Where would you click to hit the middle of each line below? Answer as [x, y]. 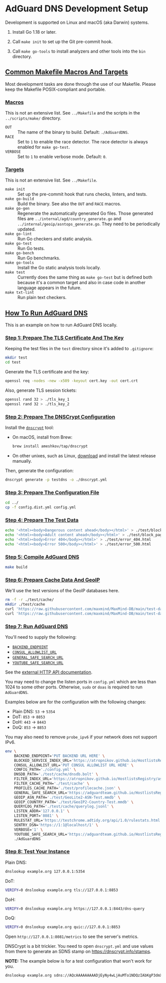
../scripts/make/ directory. [33, 118]
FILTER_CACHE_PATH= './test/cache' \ [52, 784]
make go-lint [19, 234]
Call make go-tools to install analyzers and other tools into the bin [79, 51]
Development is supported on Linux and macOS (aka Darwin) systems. [77, 22]
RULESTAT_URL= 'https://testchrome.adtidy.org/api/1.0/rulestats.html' [88, 821]
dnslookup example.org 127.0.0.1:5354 [45, 871]
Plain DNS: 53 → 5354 [34, 711]
